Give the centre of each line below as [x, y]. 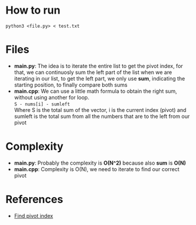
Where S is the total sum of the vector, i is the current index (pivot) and [100, 110]
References [34, 200]
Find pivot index [34, 216]
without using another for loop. [52, 97]
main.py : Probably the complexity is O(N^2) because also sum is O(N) [100, 163]
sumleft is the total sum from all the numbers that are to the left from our [102, 116]
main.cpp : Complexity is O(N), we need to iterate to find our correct [97, 169]
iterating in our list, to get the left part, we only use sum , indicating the [99, 78]
